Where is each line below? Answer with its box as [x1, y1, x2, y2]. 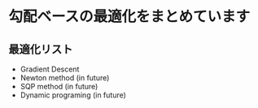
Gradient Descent [20, 64, 80, 74]
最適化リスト [8, 42, 73, 56]
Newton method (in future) [20, 73, 110, 82]
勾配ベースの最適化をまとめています [8, 7, 251, 26]
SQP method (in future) [20, 82, 98, 91]
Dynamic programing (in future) [20, 90, 126, 100]
